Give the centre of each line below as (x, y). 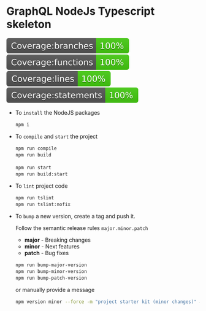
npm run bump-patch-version (51, 278)
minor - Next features (52, 246)
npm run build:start (41, 174)
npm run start (33, 168)
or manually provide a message (55, 290)
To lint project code (41, 186)
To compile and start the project (56, 136)
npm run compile (36, 148)
